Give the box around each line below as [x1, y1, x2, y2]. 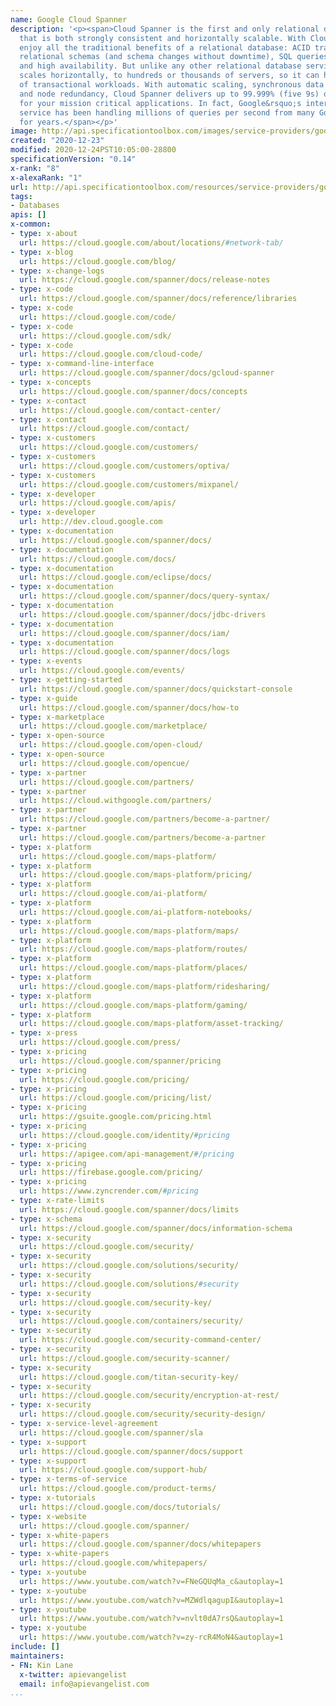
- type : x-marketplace [10, 712, 105, 722]
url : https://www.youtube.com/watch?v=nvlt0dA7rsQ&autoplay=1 [19, 1614, 284, 1624]
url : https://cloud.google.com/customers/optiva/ [19, 461, 230, 471]
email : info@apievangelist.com [19, 1679, 150, 1689]
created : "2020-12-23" [10, 136, 105, 146]
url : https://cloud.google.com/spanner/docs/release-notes [19, 275, 271, 285]
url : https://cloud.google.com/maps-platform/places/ [19, 963, 248, 973]
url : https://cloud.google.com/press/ [19, 1037, 182, 1048]
